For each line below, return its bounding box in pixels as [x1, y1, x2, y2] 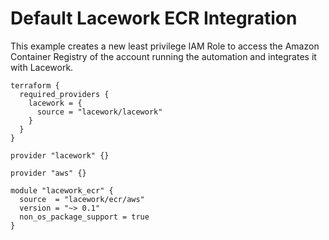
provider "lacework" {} [10, 150, 110, 161]
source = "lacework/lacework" [36, 107, 163, 117]
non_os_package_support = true [19, 212, 150, 222]
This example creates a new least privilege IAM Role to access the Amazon [10, 40, 320, 52]
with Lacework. [10, 61, 74, 73]
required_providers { [19, 89, 110, 99]
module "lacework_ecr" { [10, 185, 114, 196]
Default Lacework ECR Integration [10, 7, 298, 30]
